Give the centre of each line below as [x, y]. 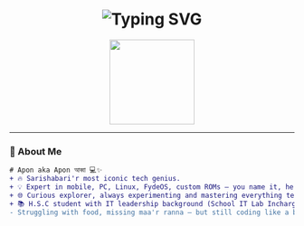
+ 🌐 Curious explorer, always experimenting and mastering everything [146, 195]
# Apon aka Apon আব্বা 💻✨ [56, 170]
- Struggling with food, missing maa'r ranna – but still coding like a [149, 212]
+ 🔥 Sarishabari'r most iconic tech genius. [95, 179]
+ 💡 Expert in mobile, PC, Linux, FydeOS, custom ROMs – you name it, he [152, 187]
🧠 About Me [36, 151]
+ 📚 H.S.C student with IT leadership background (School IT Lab [137, 203]
